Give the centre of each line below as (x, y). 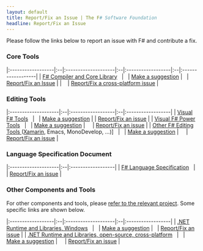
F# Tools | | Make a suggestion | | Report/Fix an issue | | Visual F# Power (101, 118)
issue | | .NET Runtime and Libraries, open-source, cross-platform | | (96, 234)
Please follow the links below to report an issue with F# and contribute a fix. (102, 41)
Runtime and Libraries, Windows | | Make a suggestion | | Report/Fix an (100, 228)
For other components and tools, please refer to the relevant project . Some (101, 203)
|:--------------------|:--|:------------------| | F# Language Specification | (101, 167)
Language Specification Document (59, 154)
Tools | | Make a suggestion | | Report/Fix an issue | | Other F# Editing (100, 125)
